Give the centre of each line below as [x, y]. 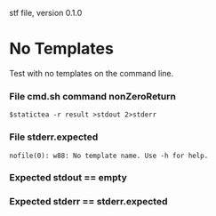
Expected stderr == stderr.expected [88, 202]
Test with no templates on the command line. [92, 73]
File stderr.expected [54, 137]
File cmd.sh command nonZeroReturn [92, 96]
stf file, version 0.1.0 [46, 13]
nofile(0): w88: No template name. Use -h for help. [109, 156]
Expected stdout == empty [68, 178]
